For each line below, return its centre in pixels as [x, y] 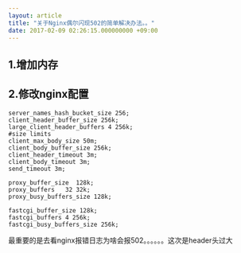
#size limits [30, 134]
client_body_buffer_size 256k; [60, 148]
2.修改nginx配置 [49, 94]
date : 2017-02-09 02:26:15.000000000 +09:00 [83, 30]
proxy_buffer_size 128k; [51, 183]
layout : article [35, 16]
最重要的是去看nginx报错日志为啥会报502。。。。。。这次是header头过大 [120, 240]
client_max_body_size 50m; [53, 141]
